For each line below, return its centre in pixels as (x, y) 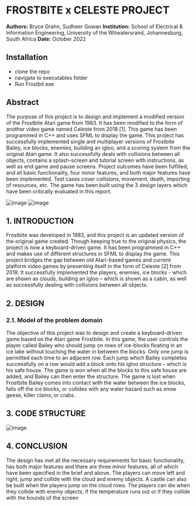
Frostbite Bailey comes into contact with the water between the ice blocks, (96, 383)
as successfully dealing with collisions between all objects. (77, 285)
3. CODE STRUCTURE (46, 414)
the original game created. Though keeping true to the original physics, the (96, 242)
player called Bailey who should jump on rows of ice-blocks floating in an (94, 345)
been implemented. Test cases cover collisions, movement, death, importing (98, 179)
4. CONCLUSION (37, 446)
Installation (27, 57)
